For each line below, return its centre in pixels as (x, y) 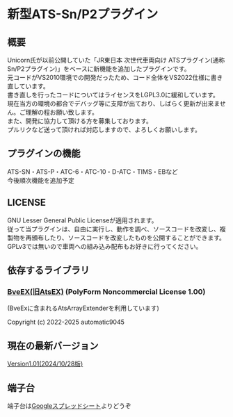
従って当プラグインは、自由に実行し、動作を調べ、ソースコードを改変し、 (114, 229)
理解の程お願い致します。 (62, 112)
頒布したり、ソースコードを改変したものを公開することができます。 (128, 238)
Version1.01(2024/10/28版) (45, 364)
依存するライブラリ (48, 271)
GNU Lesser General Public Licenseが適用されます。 (82, 220)
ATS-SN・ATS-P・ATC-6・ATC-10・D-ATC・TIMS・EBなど (93, 172)
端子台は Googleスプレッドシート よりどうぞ (70, 406)
